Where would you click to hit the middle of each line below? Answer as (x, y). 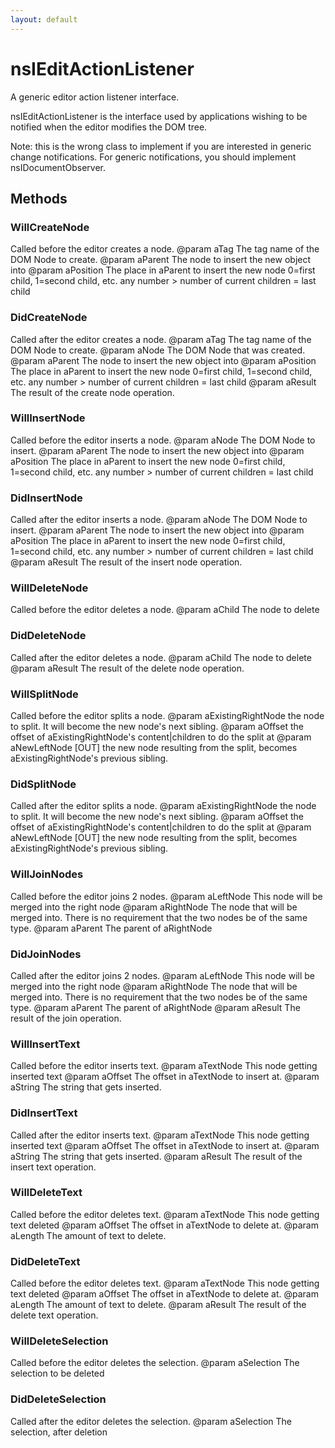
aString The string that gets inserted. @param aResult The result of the (156, 1156)
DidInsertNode (46, 498)
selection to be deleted (57, 1373)
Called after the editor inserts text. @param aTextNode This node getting (160, 1135)
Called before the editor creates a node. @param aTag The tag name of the (165, 249)
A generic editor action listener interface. (95, 97)
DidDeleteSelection (58, 1399)
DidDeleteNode (48, 636)
